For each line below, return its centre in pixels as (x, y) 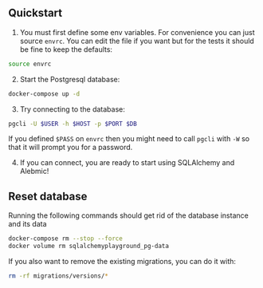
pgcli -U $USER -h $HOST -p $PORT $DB (73, 124)
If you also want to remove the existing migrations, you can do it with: (122, 261)
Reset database (48, 196)
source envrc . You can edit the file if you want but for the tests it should (137, 41)
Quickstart (35, 13)
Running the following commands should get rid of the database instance (128, 215)
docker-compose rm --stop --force (66, 239)
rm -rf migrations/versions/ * (59, 276)
